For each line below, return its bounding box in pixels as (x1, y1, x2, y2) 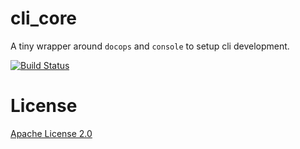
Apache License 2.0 (10, 127, 93, 139)
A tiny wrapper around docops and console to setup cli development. (10, 40, 290, 52)
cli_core (10, 7, 78, 30)
